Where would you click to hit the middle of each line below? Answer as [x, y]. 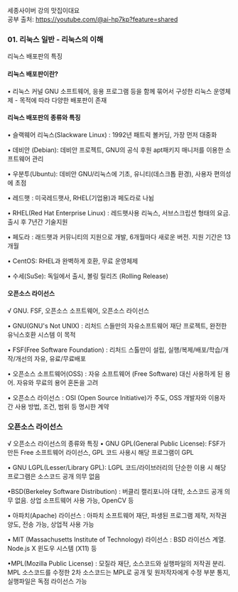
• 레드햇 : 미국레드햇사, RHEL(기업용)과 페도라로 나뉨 [81, 198]
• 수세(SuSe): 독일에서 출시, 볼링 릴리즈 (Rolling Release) [88, 276]
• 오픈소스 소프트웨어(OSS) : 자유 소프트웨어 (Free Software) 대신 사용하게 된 [115, 373]
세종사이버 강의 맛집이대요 [44, 10]
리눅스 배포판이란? [33, 74]
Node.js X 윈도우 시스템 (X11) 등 [52, 549]
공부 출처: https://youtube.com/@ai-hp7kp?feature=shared [93, 19]
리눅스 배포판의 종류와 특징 [44, 118]
